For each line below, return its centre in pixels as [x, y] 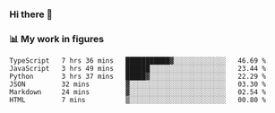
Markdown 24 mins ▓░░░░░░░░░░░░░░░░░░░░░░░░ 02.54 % [138, 92]
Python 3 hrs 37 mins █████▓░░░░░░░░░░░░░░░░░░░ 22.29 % [138, 77]
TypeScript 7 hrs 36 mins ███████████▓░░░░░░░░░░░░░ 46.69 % [138, 61]
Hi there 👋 [31, 14]
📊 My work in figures [57, 39]
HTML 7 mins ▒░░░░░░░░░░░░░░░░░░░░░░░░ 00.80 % [138, 100]
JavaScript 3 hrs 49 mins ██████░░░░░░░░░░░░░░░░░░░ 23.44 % [138, 69]
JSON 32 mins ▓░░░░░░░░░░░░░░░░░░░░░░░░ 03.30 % [138, 84]
